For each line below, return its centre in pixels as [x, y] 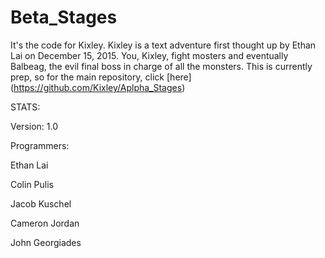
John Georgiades [46, 242]
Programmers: [40, 145]
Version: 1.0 [34, 126]
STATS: [25, 107]
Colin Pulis [32, 184]
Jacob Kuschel [41, 203]
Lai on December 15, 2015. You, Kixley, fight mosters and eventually [149, 55]
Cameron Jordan [45, 223]
